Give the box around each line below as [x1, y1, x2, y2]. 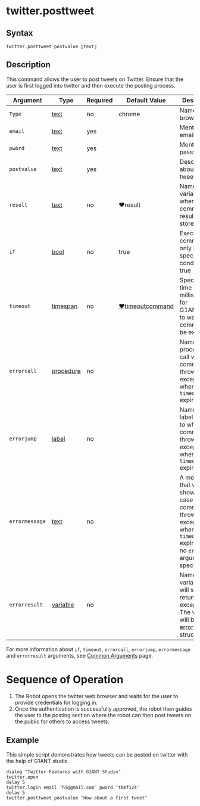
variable [51, 600, 74, 609]
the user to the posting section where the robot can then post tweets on [14, 711, 192, 718]
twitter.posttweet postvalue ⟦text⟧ [6, 43, 97, 49]
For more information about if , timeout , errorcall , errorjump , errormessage [6, 645, 190, 653]
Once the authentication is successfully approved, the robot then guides [14, 705, 192, 712]
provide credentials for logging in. [14, 699, 98, 706]
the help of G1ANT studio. [6, 757, 70, 764]
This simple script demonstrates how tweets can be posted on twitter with [6, 751, 188, 758]
